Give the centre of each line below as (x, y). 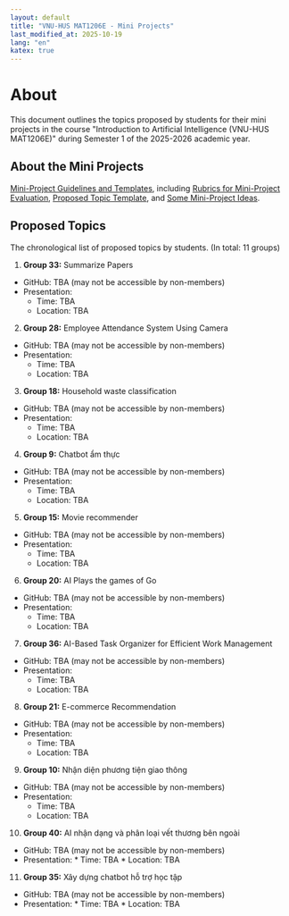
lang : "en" (30, 42)
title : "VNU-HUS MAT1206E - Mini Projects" (92, 26)
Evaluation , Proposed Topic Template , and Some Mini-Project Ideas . (135, 197)
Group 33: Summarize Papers (78, 265)
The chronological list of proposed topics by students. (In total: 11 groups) (145, 248)
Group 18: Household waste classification (99, 391)
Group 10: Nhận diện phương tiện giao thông (105, 769)
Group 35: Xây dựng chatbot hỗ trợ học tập (103, 877)
